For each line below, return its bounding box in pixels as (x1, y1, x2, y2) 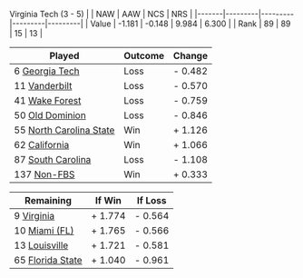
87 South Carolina (14, 154, 92, 165)
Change (172, 50, 209, 62)
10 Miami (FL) (14, 224, 74, 236)
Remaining (24, 194, 73, 206)
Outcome (123, 50, 165, 62)
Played (49, 50, 80, 62)
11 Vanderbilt (14, 80, 73, 92)
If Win (94, 194, 122, 206)
